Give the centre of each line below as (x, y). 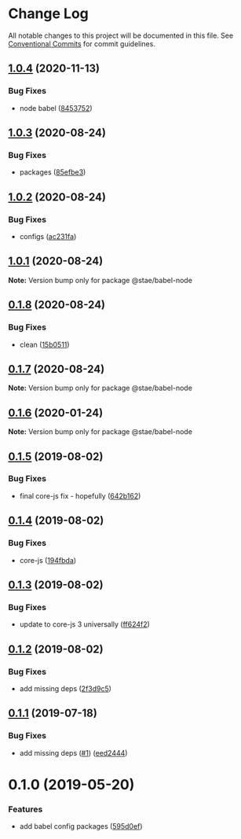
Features (26, 809)
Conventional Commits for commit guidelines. (82, 43)
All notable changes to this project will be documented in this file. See (121, 35)
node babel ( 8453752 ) (56, 108)
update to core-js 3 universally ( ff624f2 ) (85, 624)
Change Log (48, 14)
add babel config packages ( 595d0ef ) (81, 826)
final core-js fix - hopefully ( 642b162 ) (80, 495)
